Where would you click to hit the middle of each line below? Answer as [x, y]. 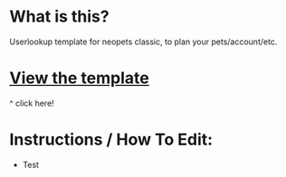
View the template [79, 78]
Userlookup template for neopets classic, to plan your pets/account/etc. [143, 42]
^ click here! [32, 103]
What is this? [60, 17]
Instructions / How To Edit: [111, 140]
